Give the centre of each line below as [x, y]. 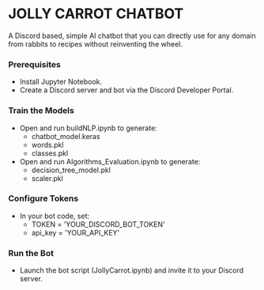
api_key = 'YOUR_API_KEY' [75, 232]
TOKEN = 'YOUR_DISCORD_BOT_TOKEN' [98, 224]
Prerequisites [34, 64]
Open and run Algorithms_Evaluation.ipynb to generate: [110, 161]
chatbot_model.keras [66, 136]
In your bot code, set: [54, 216]
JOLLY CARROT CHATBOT [96, 14]
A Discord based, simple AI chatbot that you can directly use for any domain [132, 36]
